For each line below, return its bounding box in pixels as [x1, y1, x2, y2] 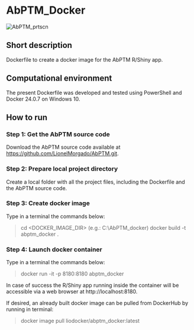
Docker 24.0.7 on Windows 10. [6, 95, 80, 102]
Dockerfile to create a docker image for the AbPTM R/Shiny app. [6, 56, 163, 63]
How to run [6, 112, 48, 122]
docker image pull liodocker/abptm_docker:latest [20, 318, 140, 325]
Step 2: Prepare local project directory [6, 165, 118, 173]
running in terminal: [6, 306, 54, 313]
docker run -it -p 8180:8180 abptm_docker [20, 270, 124, 277]
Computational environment [6, 73, 112, 84]
